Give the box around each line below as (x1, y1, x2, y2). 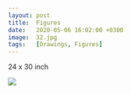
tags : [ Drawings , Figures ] (8, 41, 103, 49)
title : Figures (8, 19, 61, 27)
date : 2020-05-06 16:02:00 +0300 (8, 26, 124, 34)
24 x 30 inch (8, 62, 49, 71)
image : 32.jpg (8, 33, 58, 42)
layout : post (8, 11, 51, 20)
